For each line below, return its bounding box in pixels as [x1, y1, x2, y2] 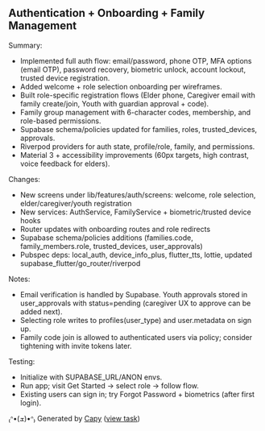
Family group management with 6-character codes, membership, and [19, 107, 251, 117]
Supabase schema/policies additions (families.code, [19, 233, 193, 242]
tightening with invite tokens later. [19, 341, 132, 350]
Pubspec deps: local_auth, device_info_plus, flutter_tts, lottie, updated [19, 250, 252, 259]
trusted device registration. [19, 73, 110, 83]
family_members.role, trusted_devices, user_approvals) [19, 241, 203, 251]
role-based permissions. [19, 116, 101, 126]
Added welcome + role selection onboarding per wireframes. [19, 81, 223, 91]
